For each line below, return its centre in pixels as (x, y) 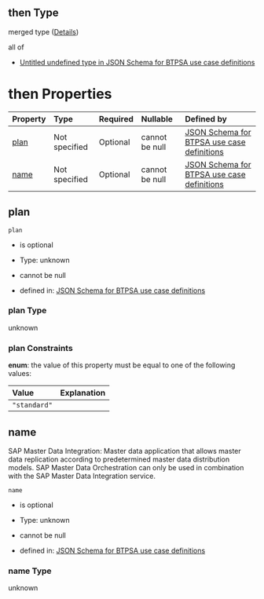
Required (116, 119)
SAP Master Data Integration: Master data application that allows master (125, 451)
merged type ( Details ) (44, 31)
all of (16, 47)
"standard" (32, 405)
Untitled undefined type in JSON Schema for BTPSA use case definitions (137, 62)
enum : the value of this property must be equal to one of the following (122, 365)
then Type (33, 13)
